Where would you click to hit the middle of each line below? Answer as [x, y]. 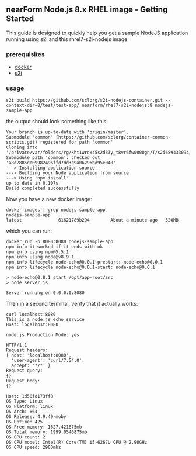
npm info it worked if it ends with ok [55, 247]
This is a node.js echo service [45, 320]
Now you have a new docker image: [49, 199]
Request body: [23, 381]
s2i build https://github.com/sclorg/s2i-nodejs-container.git [85, 101]
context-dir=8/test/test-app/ [43, 106]
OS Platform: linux [30, 407]
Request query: [24, 371]
